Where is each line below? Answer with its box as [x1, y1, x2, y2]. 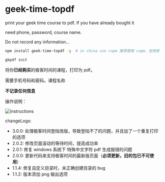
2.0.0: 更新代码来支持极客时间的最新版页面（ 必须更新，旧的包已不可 [12, 152, 150, 158]
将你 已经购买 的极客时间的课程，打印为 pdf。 [5, 67, 95, 73]
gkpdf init [5, 57, 27, 62]
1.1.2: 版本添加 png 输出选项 [12, 171, 68, 177]
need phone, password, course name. [5, 29, 82, 35]
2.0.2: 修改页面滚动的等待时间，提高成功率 [12, 140, 99, 146]
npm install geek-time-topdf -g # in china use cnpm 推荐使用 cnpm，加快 [5, 48, 156, 53]
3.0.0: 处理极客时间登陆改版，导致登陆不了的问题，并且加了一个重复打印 [12, 128, 159, 134]
